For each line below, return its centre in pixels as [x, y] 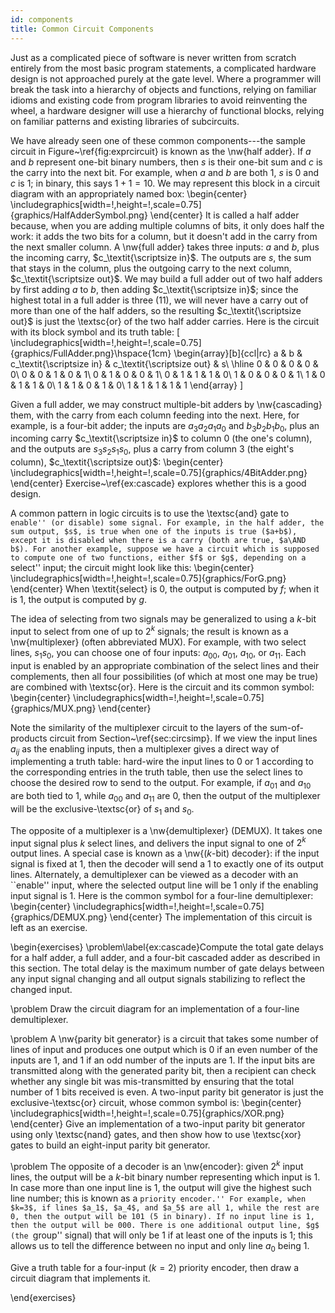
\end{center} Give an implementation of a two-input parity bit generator [158, 1124]
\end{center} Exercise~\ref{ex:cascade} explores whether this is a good [158, 483]
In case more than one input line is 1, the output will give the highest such [161, 1188]
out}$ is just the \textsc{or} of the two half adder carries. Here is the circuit [165, 321]
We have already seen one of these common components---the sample [158, 140]
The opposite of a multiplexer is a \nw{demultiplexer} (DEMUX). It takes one [166, 830]
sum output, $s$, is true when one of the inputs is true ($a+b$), [154, 532]
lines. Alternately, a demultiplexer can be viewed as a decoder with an [154, 875]
